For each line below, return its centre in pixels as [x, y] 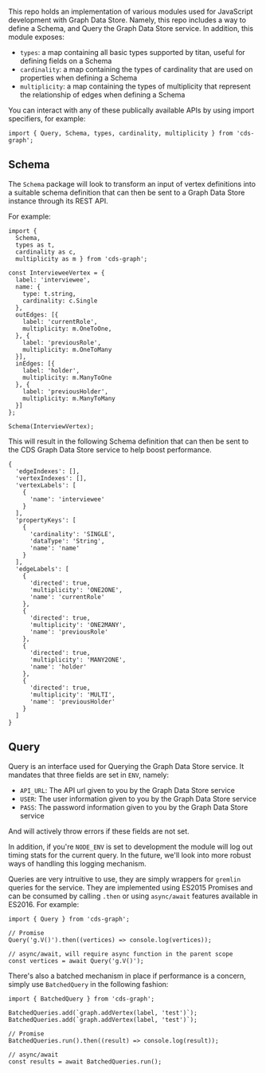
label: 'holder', [51, 370]
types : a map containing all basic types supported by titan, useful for [132, 52]
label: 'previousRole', [62, 342]
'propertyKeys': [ [46, 520]
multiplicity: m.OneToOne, [67, 329]
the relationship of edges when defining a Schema [102, 95]
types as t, [35, 245]
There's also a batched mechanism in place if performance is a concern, [127, 976]
